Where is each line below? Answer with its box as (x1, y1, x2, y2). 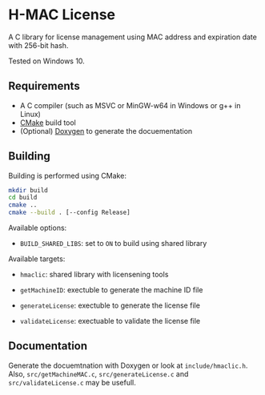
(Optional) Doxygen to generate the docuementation (19, 126, 193, 135)
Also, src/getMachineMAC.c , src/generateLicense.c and (8, 369, 189, 378)
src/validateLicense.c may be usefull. (8, 377, 136, 387)
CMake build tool (19, 118, 76, 127)
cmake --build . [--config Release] (8, 208, 130, 217)
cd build (8, 194, 38, 202)
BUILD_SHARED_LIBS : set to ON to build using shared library (19, 239, 207, 248)
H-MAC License (8, 6, 116, 24)
